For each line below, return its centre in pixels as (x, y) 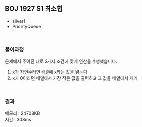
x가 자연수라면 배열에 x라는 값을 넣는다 (50, 72)
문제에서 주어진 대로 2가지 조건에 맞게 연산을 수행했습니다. (61, 61)
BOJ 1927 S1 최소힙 (34, 9)
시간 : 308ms (18, 120)
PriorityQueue (26, 26)
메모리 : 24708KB (23, 113)
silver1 (19, 21)
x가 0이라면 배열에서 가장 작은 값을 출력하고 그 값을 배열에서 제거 (75, 78)
